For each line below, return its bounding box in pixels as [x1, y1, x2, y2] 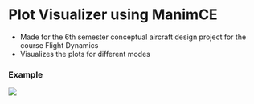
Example [8, 69, 43, 80]
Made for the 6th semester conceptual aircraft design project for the [19, 32, 247, 42]
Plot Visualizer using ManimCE [8, 6, 219, 24]
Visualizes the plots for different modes [19, 49, 150, 58]
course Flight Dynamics [19, 40, 99, 50]
